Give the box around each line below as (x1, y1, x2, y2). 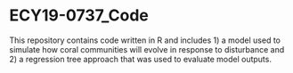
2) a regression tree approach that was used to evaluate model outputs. (9, 53, 272, 64)
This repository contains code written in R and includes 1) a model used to (9, 35, 281, 45)
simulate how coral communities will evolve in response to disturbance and (9, 44, 285, 54)
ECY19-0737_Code (9, 5, 150, 26)
